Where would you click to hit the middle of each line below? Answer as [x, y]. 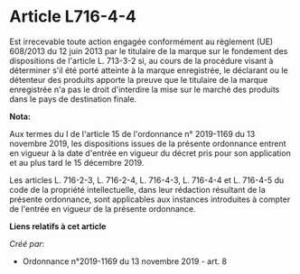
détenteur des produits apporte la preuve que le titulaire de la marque [139, 79]
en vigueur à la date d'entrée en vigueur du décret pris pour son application [150, 153]
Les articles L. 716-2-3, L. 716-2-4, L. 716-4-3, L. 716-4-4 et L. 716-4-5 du [147, 180]
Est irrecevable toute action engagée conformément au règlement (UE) [141, 41]
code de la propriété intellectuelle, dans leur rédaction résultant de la [138, 189]
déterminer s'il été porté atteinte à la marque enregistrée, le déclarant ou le [149, 70]
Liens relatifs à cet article [58, 226]
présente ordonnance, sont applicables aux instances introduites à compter [150, 199]
